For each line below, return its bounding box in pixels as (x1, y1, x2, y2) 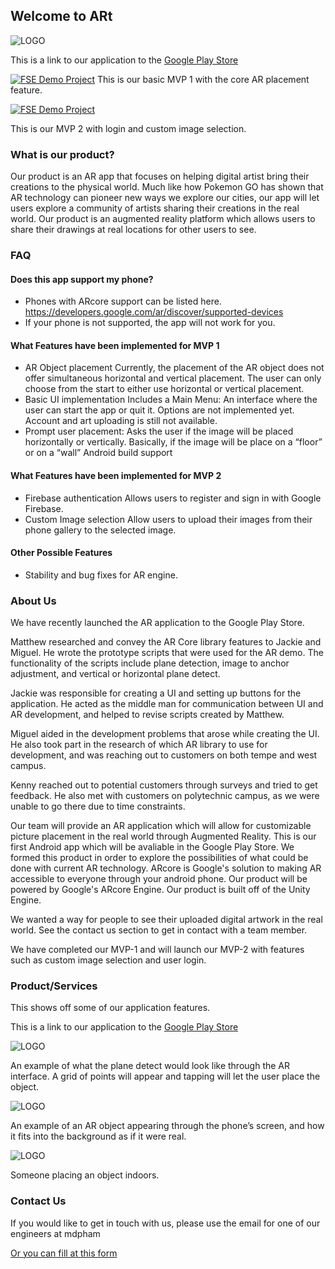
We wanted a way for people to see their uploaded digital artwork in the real (10, 914, 323, 926)
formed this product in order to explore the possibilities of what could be (10, 852, 309, 864)
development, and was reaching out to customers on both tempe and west (10, 749, 318, 761)
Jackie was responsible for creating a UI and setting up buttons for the (10, 687, 302, 699)
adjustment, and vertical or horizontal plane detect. (10, 668, 221, 680)
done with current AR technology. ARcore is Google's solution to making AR (10, 862, 322, 874)
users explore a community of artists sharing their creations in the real (10, 202, 300, 214)
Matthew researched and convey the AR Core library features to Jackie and (10, 636, 322, 648)
